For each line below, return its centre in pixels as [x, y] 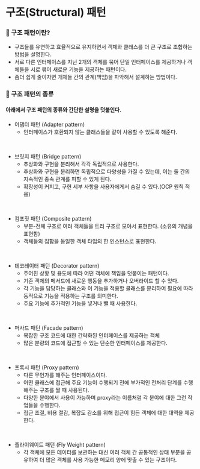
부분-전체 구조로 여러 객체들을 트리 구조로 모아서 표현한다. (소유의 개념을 [108, 226]
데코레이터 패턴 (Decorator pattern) [57, 265]
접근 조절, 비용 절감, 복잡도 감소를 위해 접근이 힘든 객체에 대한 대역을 [103, 412]
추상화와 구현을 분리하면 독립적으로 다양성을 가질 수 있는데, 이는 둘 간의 [107, 171]
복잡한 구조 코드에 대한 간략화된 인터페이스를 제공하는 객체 [92, 335]
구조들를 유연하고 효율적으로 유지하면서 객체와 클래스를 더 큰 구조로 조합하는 [103, 47]
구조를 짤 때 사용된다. [64, 390]
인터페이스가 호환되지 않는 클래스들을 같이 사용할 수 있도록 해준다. [100, 132]
